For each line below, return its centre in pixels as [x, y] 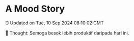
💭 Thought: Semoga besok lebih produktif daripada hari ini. [67, 33]
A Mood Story [35, 9]
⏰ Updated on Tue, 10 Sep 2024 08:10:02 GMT [55, 23]
